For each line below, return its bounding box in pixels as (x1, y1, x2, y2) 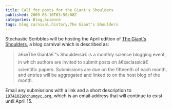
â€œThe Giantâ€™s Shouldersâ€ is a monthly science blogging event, (17, 52, 166, 58)
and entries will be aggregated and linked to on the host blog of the (17, 72, 160, 78)
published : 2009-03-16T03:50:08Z (5, 12, 77, 17)
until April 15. (5, 98, 32, 104)
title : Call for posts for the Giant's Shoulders (5, 7, 114, 13)
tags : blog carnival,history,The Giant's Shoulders (5, 21, 118, 27)
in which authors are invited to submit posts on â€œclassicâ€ (17, 59, 149, 66)
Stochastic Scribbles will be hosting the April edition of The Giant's (5, 36, 147, 42)
